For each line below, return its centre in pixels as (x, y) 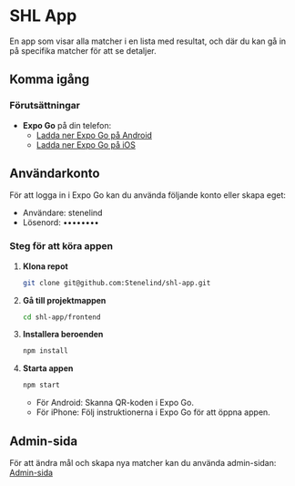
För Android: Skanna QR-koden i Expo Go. (115, 403)
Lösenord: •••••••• (61, 222)
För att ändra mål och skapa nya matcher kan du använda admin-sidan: (143, 463)
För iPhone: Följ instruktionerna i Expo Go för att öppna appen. (153, 412)
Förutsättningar (45, 106)
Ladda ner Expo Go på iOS (86, 145)
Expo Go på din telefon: (67, 125)
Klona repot (45, 266)
